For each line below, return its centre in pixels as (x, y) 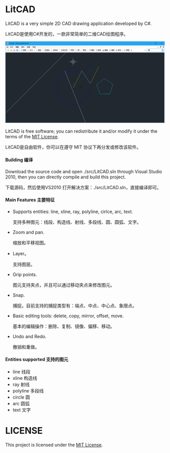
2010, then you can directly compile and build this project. (66, 177)
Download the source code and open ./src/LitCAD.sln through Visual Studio (84, 171)
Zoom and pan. (28, 232)
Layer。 (21, 253)
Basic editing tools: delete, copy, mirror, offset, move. (68, 316)
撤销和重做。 (26, 347)
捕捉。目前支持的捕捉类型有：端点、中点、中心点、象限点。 (75, 306)
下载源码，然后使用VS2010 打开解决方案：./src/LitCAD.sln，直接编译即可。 (83, 187)
